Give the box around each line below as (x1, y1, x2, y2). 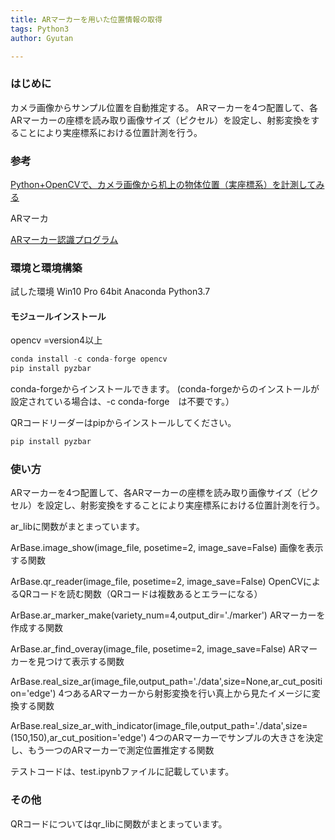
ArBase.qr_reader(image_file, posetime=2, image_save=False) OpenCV (10, 576, 304, 588)
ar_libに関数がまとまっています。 (10, 521, 145, 533)
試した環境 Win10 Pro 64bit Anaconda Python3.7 (10, 286, 211, 298)
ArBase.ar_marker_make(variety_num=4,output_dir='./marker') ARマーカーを (10, 609, 326, 621)
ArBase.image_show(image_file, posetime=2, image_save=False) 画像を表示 (10, 542, 324, 554)
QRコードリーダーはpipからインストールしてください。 (10, 417, 237, 429)
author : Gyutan (10, 33, 74, 43)
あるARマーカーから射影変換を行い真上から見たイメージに (72, 687, 312, 700)
